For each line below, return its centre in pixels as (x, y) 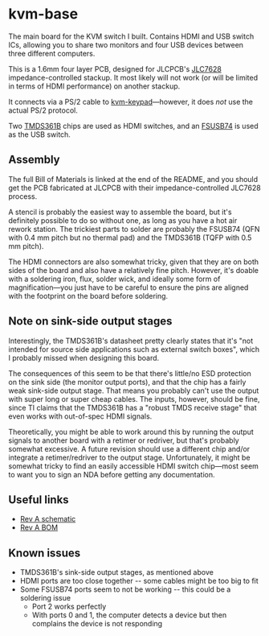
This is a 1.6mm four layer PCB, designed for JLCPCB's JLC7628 (115, 68)
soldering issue (45, 598)
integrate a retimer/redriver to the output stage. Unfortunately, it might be (129, 457)
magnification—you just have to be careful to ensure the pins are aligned (128, 287)
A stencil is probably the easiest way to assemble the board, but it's (120, 212)
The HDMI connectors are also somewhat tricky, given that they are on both (134, 262)
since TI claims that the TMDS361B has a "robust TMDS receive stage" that (132, 407)
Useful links (39, 500)
